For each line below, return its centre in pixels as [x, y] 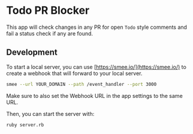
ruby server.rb [25, 125]
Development [32, 53]
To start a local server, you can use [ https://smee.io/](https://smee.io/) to [96, 67]
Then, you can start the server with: [50, 114]
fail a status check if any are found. [50, 33]
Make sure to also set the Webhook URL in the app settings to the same [94, 96]
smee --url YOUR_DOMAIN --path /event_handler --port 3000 [82, 84]
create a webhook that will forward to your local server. [74, 73]
